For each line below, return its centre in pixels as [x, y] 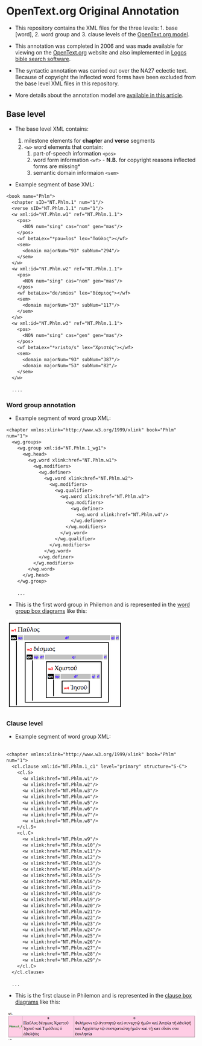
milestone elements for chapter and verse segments [90, 140]
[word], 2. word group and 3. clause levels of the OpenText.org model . [102, 34]
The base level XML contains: [52, 129]
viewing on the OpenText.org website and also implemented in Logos [101, 52]
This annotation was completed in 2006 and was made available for [99, 46]
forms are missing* [57, 166]
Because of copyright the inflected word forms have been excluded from [105, 77]
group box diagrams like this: [51, 611]
